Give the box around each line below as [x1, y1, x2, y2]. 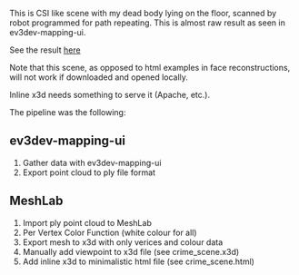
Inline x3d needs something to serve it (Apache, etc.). [9, 90, 211, 100]
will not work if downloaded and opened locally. [9, 72, 189, 83]
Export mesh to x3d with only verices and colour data [22, 236, 224, 248]
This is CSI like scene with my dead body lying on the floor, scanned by [9, 8, 277, 18]
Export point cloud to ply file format [22, 167, 156, 178]
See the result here [9, 44, 81, 55]
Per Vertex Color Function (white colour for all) [22, 227, 197, 238]
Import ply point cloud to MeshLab [22, 217, 152, 228]
